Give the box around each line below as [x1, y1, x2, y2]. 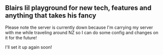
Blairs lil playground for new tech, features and [5, 4, 152, 12]
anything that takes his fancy [5, 12, 97, 20]
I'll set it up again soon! [5, 44, 52, 50]
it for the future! [5, 35, 37, 40]
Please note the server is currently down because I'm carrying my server [5, 24, 153, 30]
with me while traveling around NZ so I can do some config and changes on [5, 29, 159, 36]
